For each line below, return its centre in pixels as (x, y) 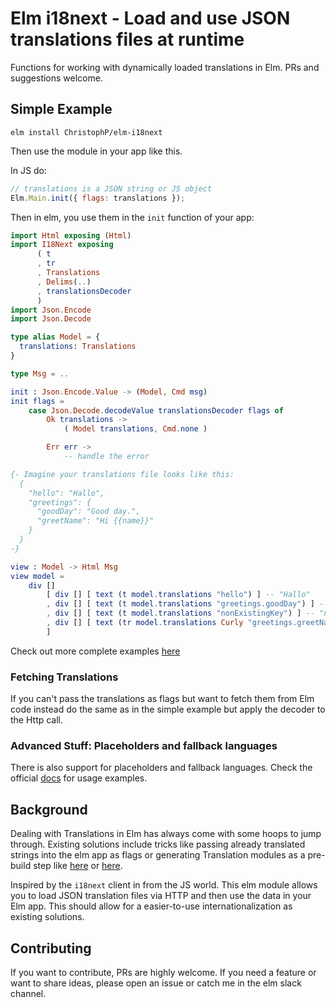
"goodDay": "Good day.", (88, 512)
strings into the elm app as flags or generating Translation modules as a (158, 855)
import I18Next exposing (62, 245)
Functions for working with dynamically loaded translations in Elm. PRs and (165, 67)
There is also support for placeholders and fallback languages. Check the (161, 768)
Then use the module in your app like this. (96, 151)
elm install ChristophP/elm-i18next (86, 132)
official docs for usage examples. (79, 778)
